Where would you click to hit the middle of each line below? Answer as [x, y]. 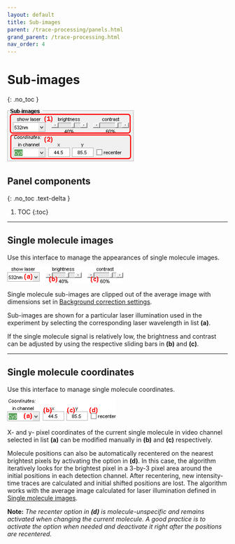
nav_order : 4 [26, 45]
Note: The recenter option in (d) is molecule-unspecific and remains [106, 511]
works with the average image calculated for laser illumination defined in [112, 490]
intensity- [209, 475]
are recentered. [30, 533]
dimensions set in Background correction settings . [80, 301]
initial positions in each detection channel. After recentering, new [101, 475]
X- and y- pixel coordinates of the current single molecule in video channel [115, 432]
